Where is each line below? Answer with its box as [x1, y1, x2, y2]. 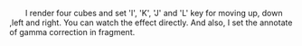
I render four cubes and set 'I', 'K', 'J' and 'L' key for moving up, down [25, 8, 283, 18]
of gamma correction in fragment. [9, 27, 136, 37]
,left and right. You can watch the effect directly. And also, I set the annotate [9, 17, 293, 28]
